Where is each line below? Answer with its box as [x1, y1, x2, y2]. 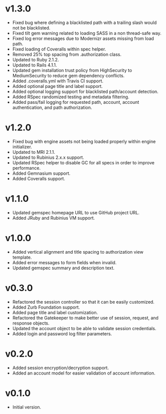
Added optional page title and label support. [12, 83, 103, 89]
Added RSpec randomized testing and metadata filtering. [12, 93, 130, 100]
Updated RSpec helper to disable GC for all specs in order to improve [12, 159, 155, 165]
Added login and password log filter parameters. [12, 331, 112, 337]
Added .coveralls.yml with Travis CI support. [12, 78, 104, 84]
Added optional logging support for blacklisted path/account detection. [12, 88, 159, 94]
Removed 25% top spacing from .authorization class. [12, 51, 122, 57]
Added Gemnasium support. [12, 170, 71, 176]
